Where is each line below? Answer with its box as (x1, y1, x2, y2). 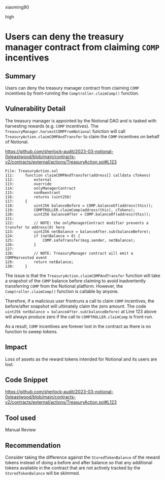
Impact (5, 343, 27, 351)
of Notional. (5, 139, 29, 145)
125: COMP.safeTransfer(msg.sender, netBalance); (5, 238, 135, 243)
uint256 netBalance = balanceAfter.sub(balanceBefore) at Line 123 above (5, 308, 157, 314)
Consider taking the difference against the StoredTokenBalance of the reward (5, 454, 160, 460)
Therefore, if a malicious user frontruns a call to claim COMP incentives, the (5, 298, 155, 304)
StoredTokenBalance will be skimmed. (5, 470, 80, 476)
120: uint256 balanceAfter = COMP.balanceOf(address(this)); (5, 212, 151, 217)
